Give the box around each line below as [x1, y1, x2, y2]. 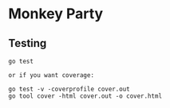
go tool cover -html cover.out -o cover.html [8, 92, 162, 100]
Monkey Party [8, 5, 104, 23]
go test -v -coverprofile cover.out [8, 85, 130, 93]
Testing [8, 37, 47, 50]
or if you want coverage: [8, 71, 94, 79]
